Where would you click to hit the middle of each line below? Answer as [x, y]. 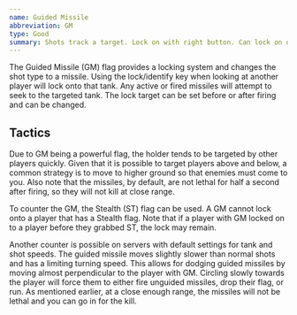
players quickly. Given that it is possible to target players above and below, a [148, 164]
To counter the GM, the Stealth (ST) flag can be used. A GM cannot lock [140, 209]
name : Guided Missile [49, 17]
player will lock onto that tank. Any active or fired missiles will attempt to [141, 86]
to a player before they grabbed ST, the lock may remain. [113, 227]
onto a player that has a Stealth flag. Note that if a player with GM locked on [147, 219]
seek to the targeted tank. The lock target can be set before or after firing [143, 96]
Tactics [30, 132]
